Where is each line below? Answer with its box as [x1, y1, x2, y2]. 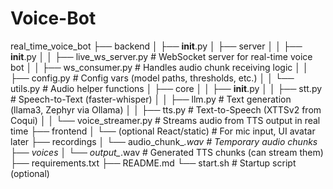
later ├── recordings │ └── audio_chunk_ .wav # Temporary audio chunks [10, 135, 318, 147]
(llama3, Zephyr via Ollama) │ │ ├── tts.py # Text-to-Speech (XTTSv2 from [10, 103, 322, 116]
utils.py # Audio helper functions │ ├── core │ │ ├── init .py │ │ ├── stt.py [10, 82, 323, 94]
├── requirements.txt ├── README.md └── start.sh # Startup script [10, 157, 297, 169]
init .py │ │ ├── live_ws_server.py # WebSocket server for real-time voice [10, 50, 313, 62]
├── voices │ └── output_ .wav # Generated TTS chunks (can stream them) [10, 146, 324, 158]
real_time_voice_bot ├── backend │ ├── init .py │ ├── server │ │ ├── [10, 40, 303, 52]
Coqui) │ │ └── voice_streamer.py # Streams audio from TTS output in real [10, 114, 321, 126]
